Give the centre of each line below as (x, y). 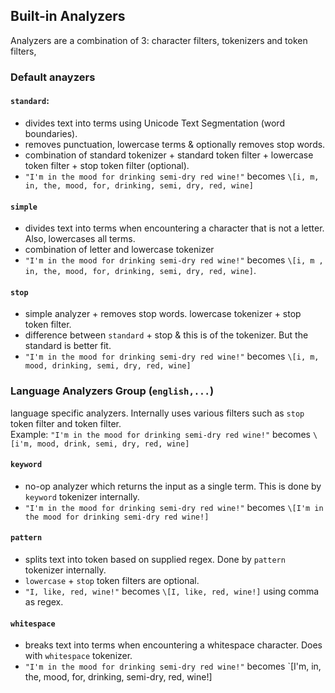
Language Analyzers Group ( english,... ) (112, 391)
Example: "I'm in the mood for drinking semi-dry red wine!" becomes (160, 434)
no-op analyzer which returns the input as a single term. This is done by (173, 486)
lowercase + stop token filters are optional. (112, 581)
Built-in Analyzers (68, 16)
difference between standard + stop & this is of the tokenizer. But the (166, 335)
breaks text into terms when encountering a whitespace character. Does (173, 645)
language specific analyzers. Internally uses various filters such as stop (157, 413)
